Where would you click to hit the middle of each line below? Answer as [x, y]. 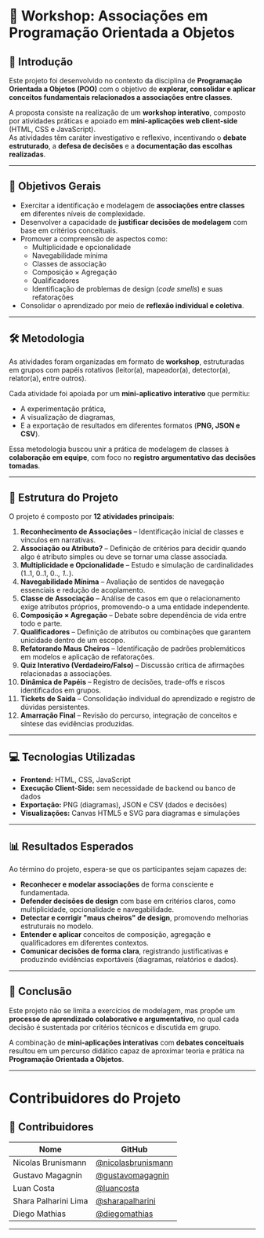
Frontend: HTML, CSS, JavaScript [76, 780]
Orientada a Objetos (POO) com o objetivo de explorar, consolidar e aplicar [132, 89]
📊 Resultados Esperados [71, 846]
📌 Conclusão [41, 992]
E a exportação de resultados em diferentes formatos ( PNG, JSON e [130, 425]
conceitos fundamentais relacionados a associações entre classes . [121, 97]
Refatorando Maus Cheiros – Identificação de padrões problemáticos [133, 648]
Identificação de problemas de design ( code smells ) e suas [127, 288]
